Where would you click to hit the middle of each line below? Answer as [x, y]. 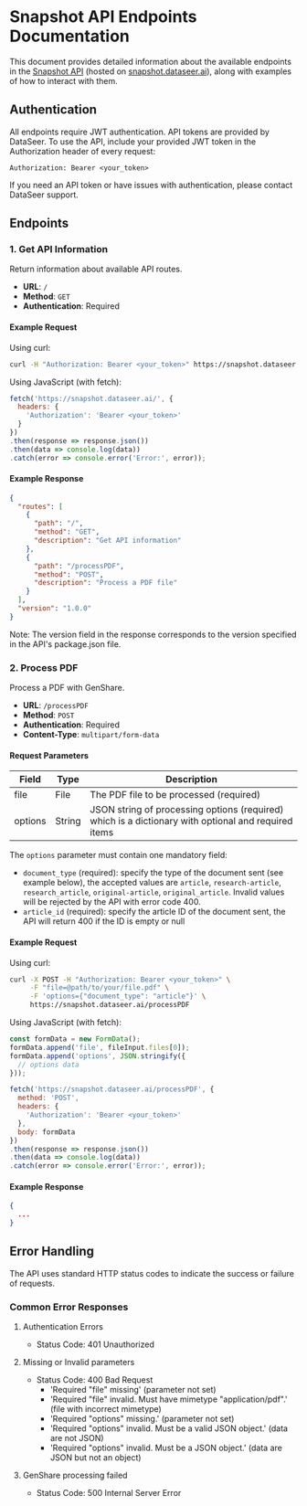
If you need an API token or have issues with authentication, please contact [151, 185]
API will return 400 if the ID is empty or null [104, 921]
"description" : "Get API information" [107, 541]
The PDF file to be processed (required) [175, 795]
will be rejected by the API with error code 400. [111, 902]
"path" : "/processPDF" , [79, 566]
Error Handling [52, 1251]
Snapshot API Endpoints [104, 17]
